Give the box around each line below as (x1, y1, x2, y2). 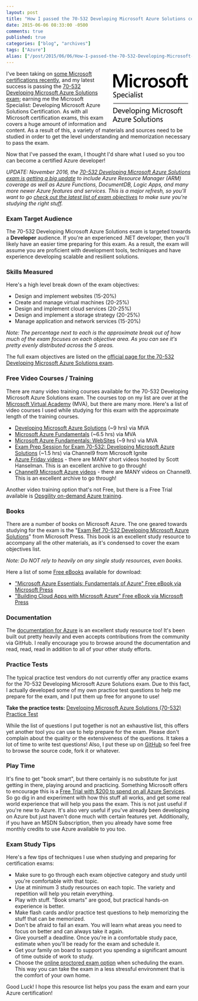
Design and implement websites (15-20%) (14, 292, 117, 300)
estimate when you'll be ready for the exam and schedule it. (14, 940, 160, 948)
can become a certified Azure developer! (6, 157, 106, 164)
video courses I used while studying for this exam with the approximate (6, 407, 179, 414)
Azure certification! (6, 990, 53, 997)
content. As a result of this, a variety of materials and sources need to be (6, 126, 183, 134)
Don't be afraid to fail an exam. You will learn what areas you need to (14, 922, 182, 929)
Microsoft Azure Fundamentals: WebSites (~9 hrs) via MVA (14, 437, 158, 444)
